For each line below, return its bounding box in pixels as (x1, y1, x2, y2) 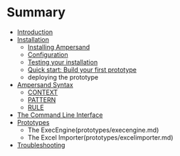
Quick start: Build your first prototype (27, 65, 137, 74)
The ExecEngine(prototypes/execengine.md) (27, 126, 159, 134)
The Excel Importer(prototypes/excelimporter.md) (27, 133, 174, 142)
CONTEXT (27, 88, 58, 96)
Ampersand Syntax (16, 80, 74, 89)
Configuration (27, 50, 68, 59)
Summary (6, 4, 65, 21)
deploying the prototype (27, 72, 99, 82)
